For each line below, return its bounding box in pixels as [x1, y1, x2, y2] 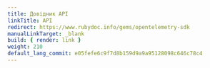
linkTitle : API [7, 17, 53, 24]
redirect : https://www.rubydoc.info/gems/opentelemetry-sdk [7, 23, 191, 30]
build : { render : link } [7, 37, 81, 44]
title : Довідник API [7, 10, 69, 18]
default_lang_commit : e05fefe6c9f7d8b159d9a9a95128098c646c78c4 [7, 50, 203, 57]
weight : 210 [7, 43, 43, 50]
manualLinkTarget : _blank [7, 30, 84, 38]
